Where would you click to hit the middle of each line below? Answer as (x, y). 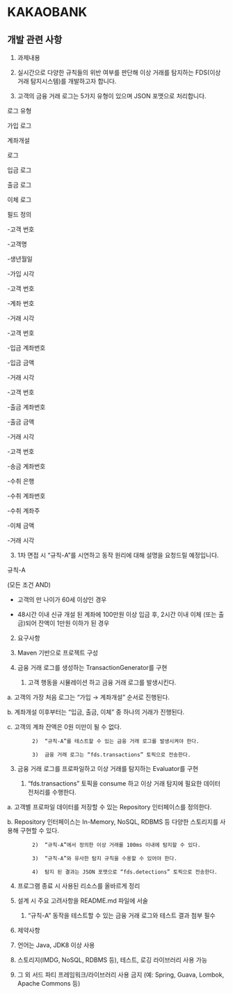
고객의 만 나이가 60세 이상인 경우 (62, 599)
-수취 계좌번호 (26, 496)
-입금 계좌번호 (26, 348)
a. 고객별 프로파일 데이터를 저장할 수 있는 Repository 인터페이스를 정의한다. (110, 807)
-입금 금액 (21, 362)
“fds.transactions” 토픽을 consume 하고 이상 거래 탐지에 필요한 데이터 (124, 783)
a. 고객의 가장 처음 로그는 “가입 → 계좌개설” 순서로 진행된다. (89, 697)
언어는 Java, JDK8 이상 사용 (56, 945)
